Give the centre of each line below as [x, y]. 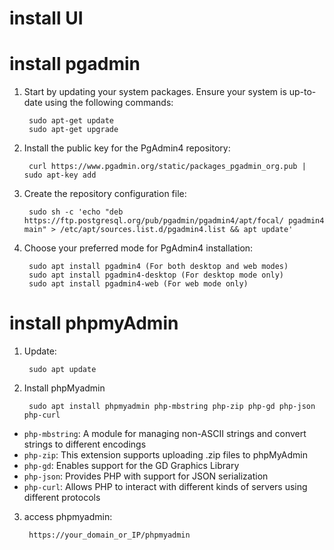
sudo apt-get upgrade [73, 130]
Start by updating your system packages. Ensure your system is [155, 92]
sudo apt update [62, 370]
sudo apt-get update [71, 121]
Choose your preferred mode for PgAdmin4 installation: [138, 248]
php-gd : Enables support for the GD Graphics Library [131, 466]
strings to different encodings [85, 444]
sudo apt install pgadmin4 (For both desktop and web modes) [158, 267]
